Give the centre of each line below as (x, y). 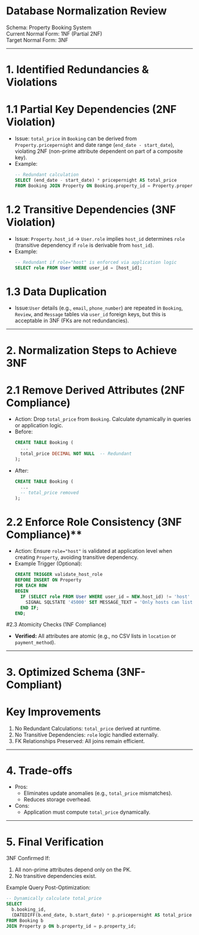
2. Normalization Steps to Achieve (92, 350)
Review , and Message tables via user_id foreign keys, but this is (90, 314)
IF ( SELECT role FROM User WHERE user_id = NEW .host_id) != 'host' (105, 596)
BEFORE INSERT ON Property (48, 580)
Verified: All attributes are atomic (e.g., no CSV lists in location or (95, 636)
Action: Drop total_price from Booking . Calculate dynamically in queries (103, 419)
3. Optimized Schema (60, 672)
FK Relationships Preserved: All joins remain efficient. (80, 741)
